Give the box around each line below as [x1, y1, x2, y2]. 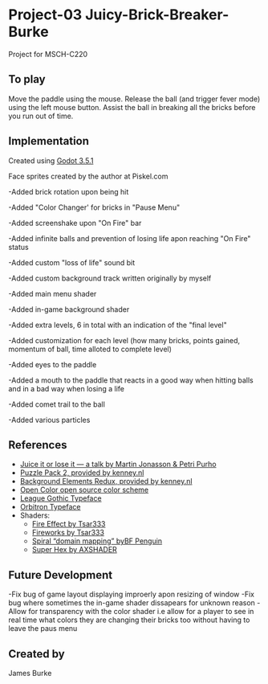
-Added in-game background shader [8, 304, 130, 314]
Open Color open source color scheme [19, 485, 149, 495]
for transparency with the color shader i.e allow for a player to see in [27, 607, 254, 616]
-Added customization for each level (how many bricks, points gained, [8, 335, 241, 345]
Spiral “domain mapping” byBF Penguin [31, 536, 163, 546]
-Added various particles [8, 415, 91, 424]
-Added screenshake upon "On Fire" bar [8, 218, 142, 227]
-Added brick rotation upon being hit [8, 186, 129, 196]
